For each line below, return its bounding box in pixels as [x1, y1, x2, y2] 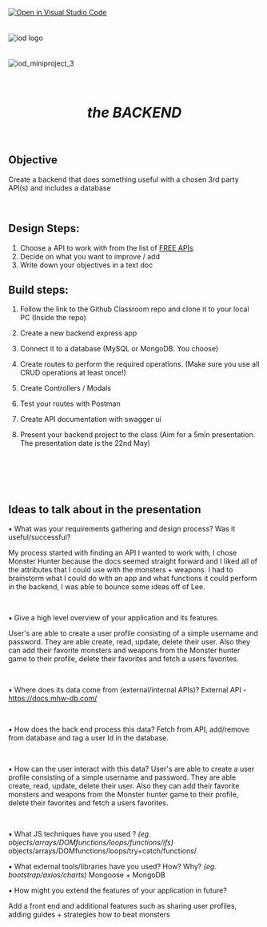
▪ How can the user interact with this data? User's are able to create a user [8, 764, 255, 774]
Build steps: [8, 283, 70, 296]
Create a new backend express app [19, 328, 137, 338]
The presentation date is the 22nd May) [19, 439, 150, 448]
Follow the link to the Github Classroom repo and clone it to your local [19, 304, 249, 314]
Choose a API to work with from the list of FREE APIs [19, 243, 193, 252]
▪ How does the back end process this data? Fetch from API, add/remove [8, 724, 249, 734]
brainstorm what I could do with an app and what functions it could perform [8, 573, 257, 584]
